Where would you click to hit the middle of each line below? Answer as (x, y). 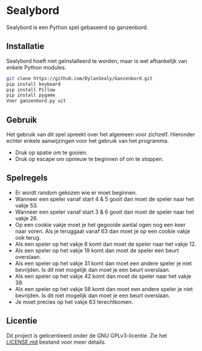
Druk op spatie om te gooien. (51, 153)
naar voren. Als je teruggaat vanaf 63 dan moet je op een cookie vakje (103, 231)
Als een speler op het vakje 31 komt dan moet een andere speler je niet (103, 263)
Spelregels (27, 178)
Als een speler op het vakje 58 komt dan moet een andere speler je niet (104, 289)
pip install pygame (31, 95)
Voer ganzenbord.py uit (36, 101)
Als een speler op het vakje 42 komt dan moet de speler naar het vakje (103, 276)
